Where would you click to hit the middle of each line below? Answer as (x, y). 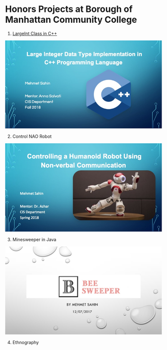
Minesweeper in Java (34, 239)
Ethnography (25, 343)
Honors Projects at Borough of (69, 9)
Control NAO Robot (32, 136)
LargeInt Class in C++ (35, 33)
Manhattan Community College (71, 20)
